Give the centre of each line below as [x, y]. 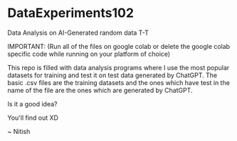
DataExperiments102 [70, 13]
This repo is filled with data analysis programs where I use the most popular [118, 67]
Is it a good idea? [32, 103]
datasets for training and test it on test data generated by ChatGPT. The [112, 75]
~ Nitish [19, 131]
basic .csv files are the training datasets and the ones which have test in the [118, 82]
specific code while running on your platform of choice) [89, 54]
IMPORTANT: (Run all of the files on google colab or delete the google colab [118, 46]
